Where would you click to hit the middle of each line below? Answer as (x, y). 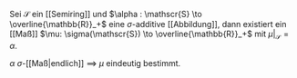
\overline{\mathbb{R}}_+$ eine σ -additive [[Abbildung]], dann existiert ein (148, 24)
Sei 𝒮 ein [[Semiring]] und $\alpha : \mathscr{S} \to (106, 14)
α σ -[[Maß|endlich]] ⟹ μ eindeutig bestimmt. (95, 63)
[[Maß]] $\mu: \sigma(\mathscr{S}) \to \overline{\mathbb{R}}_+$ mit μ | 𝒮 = (149, 34)
